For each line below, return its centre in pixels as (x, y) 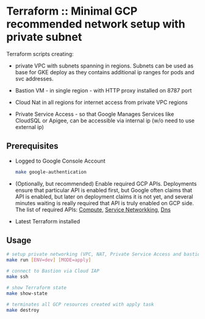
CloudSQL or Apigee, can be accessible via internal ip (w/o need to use (105, 121)
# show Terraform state (37, 287)
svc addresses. (34, 79)
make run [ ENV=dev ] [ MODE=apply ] (49, 260)
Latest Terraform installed (48, 221)
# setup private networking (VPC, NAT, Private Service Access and (94, 254)
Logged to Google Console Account (60, 161)
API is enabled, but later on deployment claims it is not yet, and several (104, 197)
